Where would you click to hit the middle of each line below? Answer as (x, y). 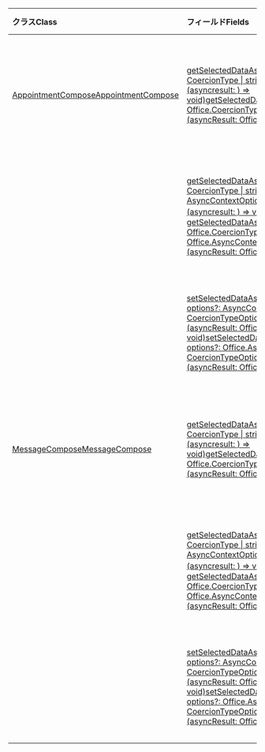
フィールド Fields (218, 22)
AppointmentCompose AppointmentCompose (96, 95)
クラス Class (35, 22)
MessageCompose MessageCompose (82, 449)
